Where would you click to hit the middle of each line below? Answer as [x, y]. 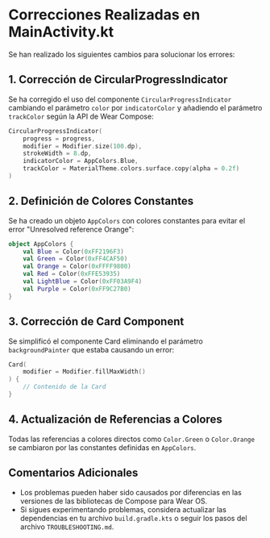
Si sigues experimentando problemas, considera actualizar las [123, 509]
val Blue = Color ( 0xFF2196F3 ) [74, 252]
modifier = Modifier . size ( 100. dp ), [83, 146]
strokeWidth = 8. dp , [57, 154]
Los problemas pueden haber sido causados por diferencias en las [131, 492]
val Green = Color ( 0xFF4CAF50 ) [75, 259]
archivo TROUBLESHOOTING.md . [67, 527]
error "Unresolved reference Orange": [71, 229]
